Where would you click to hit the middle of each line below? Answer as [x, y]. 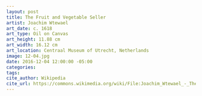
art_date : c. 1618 [29, 28]
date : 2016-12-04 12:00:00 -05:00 [50, 61]
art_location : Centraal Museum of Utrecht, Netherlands [78, 51]
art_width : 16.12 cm [32, 45]
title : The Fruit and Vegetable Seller [56, 17]
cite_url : [19, 84]
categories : [21, 67]
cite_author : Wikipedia [36, 78]
